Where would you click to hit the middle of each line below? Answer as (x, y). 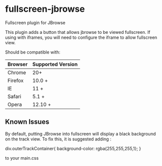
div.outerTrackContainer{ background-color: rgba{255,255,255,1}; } (73, 148)
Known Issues (27, 122)
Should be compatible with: (33, 52)
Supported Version (55, 64)
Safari (14, 96)
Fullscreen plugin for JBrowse (35, 23)
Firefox (15, 81)
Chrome (17, 72)
